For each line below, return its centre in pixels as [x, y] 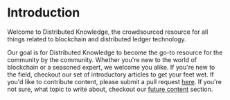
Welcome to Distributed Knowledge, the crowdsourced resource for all [108, 32]
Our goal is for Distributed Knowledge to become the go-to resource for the [115, 52]
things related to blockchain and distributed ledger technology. [97, 39]
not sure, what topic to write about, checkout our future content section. [110, 89]
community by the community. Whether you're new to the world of [102, 59]
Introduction [44, 13]
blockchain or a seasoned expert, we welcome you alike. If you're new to [111, 67]
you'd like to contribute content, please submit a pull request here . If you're [114, 81]
